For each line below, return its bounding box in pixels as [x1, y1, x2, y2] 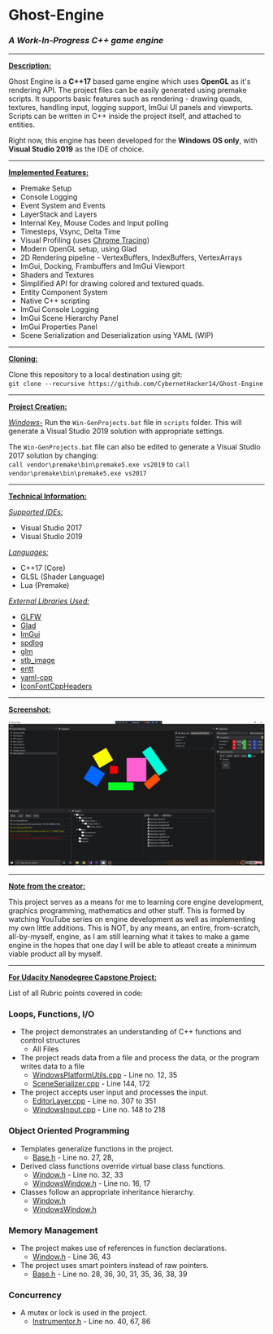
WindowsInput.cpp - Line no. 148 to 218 [32, 1105, 166, 1115]
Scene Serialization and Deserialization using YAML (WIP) [19, 331, 214, 340]
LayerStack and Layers [19, 209, 97, 219]
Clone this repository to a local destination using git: [8, 370, 183, 380]
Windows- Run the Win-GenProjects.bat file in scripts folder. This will [8, 418, 242, 428]
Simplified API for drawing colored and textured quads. [19, 279, 205, 288]
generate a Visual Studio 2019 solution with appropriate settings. [8, 426, 225, 437]
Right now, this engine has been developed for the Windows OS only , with [8, 136, 258, 146]
